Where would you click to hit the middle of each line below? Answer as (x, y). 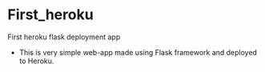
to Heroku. (36, 61)
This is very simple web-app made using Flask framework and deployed (138, 52)
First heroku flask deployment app (64, 37)
